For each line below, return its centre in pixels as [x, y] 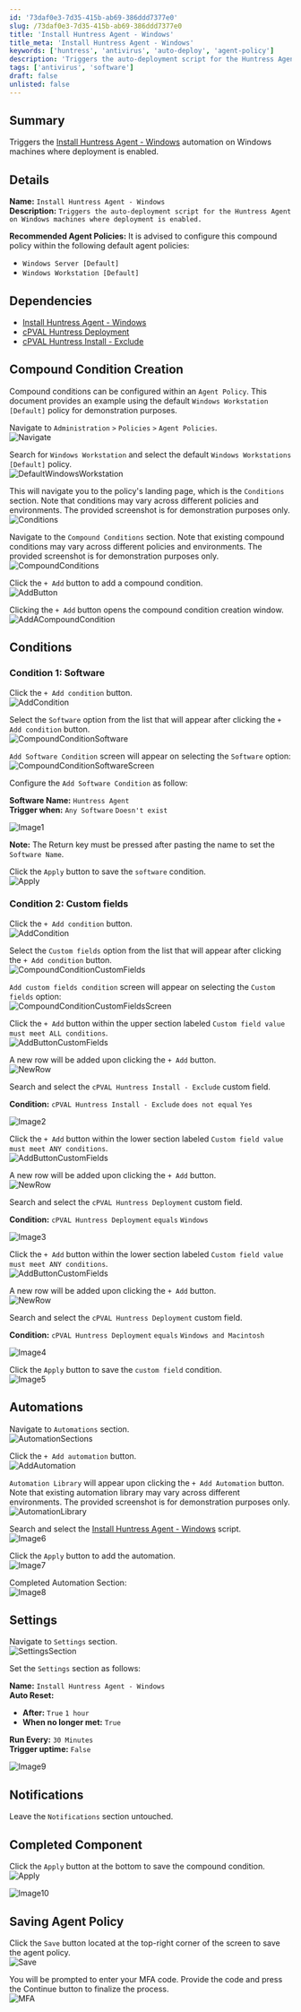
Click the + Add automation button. [73, 1456]
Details [29, 180]
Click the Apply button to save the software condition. [107, 872]
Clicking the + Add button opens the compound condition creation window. [146, 610]
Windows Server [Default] [70, 264]
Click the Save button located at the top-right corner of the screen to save [145, 1943]
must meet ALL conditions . [59, 1033]
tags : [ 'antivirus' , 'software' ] [72, 68]
